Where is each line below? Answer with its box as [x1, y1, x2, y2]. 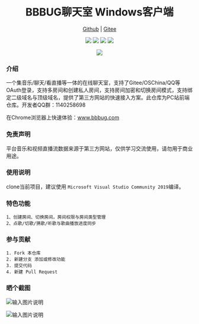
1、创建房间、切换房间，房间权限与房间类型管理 [6, 214, 106, 220]
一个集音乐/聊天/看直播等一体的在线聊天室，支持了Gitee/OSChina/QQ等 [6, 79, 181, 86]
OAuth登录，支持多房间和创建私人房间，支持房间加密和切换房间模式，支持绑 [6, 86, 193, 94]
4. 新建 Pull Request [6, 269, 58, 275]
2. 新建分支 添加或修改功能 [6, 256, 66, 262]
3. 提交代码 [6, 263, 33, 269]
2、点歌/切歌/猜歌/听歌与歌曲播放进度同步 [6, 220, 97, 227]
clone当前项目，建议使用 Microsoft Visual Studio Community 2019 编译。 [6, 183, 185, 190]
